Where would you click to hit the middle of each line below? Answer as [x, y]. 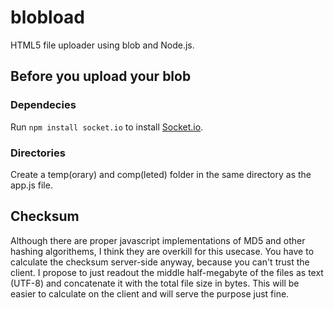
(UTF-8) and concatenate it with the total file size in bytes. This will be [155, 283]
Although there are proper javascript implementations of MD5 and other [158, 240]
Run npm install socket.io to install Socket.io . [107, 127]
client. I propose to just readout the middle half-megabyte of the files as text [167, 272]
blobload [47, 17]
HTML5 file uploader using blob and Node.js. [102, 45]
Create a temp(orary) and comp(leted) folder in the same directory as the [161, 174]
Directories [38, 153]
